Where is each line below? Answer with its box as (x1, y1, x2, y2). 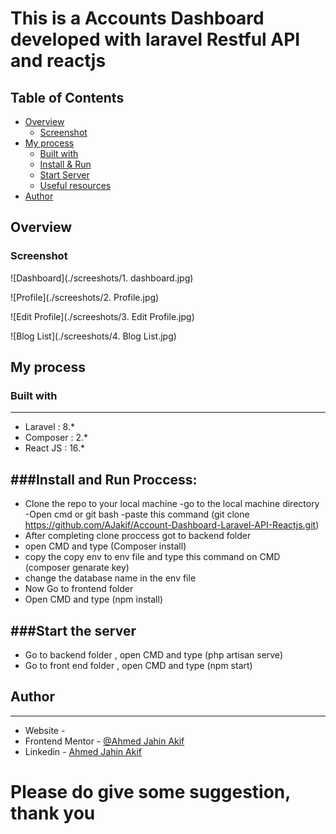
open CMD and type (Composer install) (24, 540, 187, 552)
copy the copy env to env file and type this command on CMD (24, 551, 281, 563)
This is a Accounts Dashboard (10, 7, 265, 30)
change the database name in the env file (24, 572, 197, 584)
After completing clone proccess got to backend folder (24, 530, 252, 542)
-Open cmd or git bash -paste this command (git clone (24, 508, 250, 521)
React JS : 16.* (24, 442, 86, 454)
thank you (10, 802, 96, 824)
